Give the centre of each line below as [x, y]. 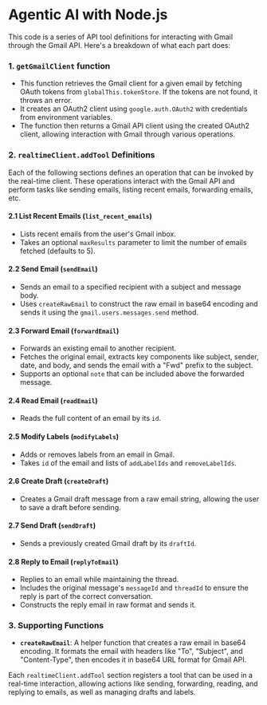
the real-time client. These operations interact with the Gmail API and [122, 180]
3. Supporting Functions [56, 626]
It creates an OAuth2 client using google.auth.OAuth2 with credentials [133, 109]
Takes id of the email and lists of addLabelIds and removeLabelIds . [128, 463]
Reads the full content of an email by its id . [90, 418]
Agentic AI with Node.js [88, 15]
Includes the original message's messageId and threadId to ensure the [134, 588]
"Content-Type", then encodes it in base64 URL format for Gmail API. [133, 659]
